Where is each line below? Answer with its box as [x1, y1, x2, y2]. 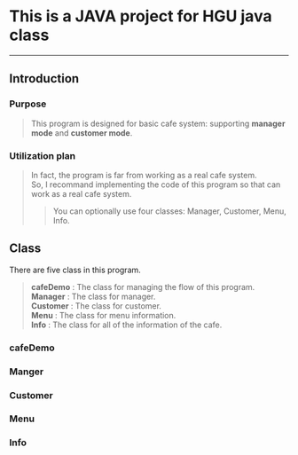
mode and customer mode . [30, 127, 133, 138]
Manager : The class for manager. [30, 291, 156, 302]
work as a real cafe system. [30, 188, 132, 199]
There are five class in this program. [9, 264, 142, 275]
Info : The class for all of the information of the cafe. [30, 319, 223, 330]
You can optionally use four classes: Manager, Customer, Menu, [52, 206, 286, 216]
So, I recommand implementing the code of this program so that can [30, 179, 281, 190]
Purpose [9, 98, 47, 110]
